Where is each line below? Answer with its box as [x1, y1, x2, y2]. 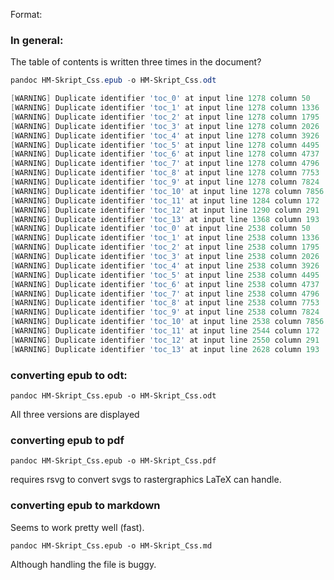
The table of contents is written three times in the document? [10, 56, 262, 68]
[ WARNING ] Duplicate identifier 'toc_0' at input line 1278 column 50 [10, 94, 311, 104]
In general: [10, 33, 64, 47]
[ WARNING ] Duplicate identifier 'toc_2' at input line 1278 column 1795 [10, 112, 320, 122]
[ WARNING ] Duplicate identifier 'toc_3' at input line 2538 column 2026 [10, 252, 320, 262]
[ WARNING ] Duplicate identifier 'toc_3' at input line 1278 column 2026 [10, 121, 320, 131]
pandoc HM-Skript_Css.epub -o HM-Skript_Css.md [10, 540, 213, 551]
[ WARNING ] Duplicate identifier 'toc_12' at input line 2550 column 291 [10, 335, 320, 345]
